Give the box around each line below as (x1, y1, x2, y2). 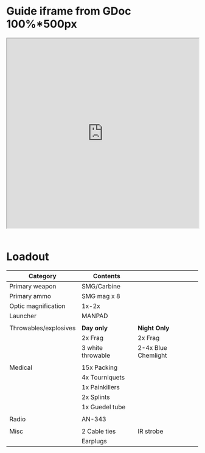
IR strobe (137, 427, 164, 435)
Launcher (9, 312, 36, 320)
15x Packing (81, 363, 117, 372)
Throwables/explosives (9, 324, 76, 332)
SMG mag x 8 (81, 291, 120, 300)
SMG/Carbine (81, 282, 120, 290)
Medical (9, 363, 32, 372)
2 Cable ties (81, 427, 116, 435)
